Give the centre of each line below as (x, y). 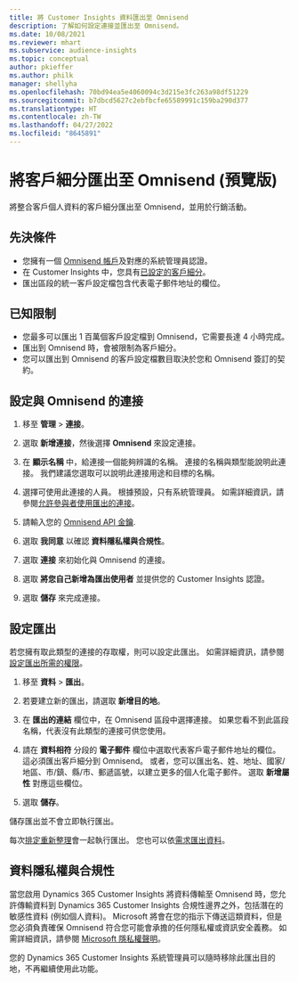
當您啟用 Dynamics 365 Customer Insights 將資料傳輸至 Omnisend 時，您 (144, 894)
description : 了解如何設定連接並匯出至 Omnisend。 (97, 26)
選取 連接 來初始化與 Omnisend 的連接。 (96, 560)
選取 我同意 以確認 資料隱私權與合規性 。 (96, 541)
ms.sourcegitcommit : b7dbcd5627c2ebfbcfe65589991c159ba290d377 (129, 100)
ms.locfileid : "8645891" (55, 134)
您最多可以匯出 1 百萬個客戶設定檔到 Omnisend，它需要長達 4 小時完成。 (156, 337)
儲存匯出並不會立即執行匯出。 (64, 822)
